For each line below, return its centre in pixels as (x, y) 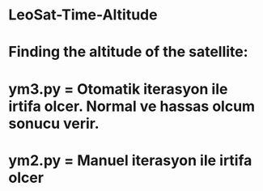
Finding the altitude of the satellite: (128, 52)
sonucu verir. (54, 123)
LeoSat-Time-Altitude (83, 15)
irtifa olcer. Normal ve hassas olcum (132, 106)
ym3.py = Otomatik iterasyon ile (118, 89)
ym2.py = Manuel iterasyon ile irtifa (130, 160)
